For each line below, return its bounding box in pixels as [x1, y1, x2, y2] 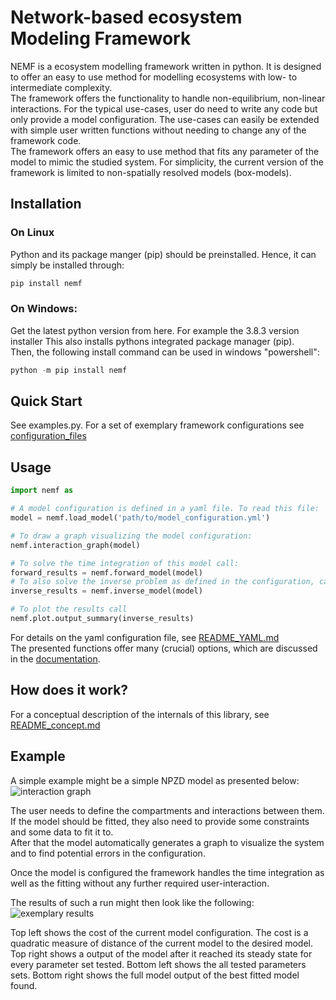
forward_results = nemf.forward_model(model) [10, 567, 203, 578]
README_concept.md [10, 719, 101, 731]
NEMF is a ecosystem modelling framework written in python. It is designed [10, 60, 322, 72]
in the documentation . [10, 652, 101, 665]
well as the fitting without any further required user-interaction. [10, 877, 270, 889]
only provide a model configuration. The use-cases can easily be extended [10, 113, 320, 125]
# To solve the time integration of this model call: [10, 558, 240, 568]
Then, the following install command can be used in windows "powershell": [10, 346, 320, 358]
